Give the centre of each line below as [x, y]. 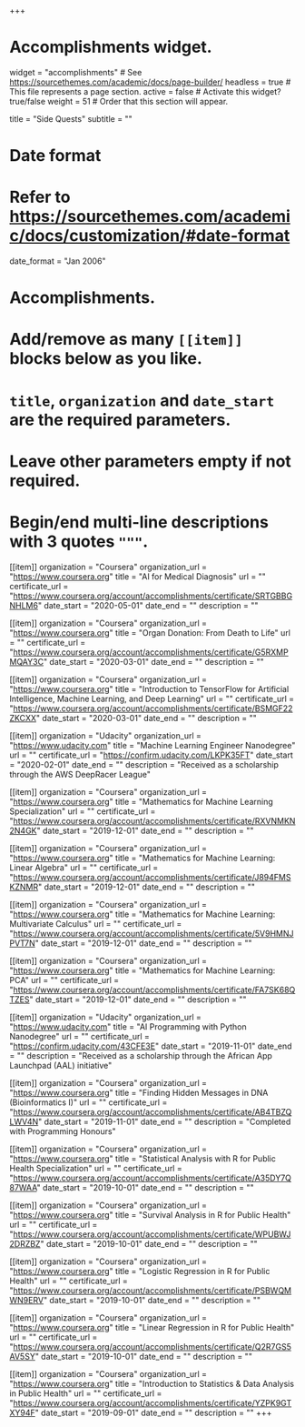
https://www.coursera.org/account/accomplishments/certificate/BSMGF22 [153, 708]
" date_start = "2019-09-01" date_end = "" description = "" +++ [153, 1412]
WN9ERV [26, 1300]
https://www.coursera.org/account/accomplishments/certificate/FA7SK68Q [154, 990]
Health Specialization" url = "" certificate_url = [96, 1168]
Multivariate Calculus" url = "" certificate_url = [96, 923]
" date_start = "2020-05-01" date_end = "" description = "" [148, 605]
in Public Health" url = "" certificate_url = [86, 1393]
